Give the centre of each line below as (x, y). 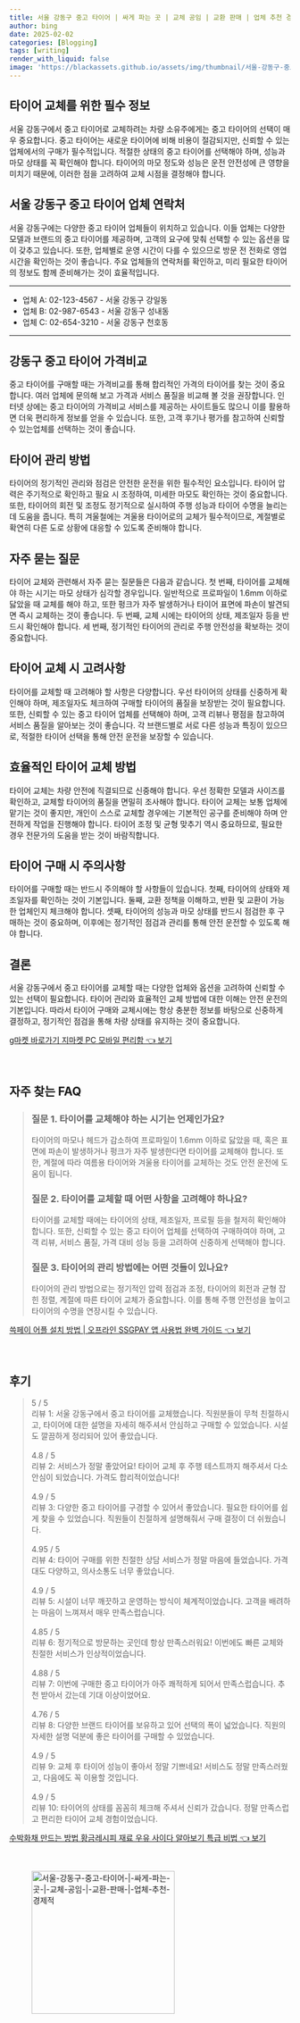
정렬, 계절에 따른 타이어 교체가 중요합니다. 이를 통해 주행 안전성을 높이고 (166, 1300)
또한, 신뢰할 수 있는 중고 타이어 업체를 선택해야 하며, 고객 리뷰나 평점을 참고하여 (147, 714)
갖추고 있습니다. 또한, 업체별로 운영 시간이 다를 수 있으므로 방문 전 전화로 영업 (153, 250)
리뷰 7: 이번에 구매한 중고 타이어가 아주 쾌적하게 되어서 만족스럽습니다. (154, 1684)
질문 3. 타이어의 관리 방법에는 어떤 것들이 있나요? (130, 1267)
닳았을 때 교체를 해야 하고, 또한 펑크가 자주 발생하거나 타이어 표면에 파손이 (137, 604)
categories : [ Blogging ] (54, 42)
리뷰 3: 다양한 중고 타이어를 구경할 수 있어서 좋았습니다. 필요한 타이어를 (155, 1508)
